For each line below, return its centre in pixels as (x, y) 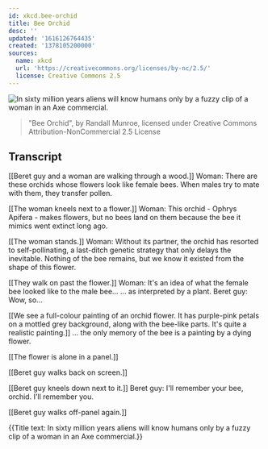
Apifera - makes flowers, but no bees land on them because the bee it (125, 218)
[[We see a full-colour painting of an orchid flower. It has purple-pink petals (134, 316)
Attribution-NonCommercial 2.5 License (94, 131)
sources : (23, 53)
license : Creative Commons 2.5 (68, 76)
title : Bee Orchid (39, 23)
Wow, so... (25, 300)
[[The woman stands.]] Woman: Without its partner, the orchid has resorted (134, 242)
